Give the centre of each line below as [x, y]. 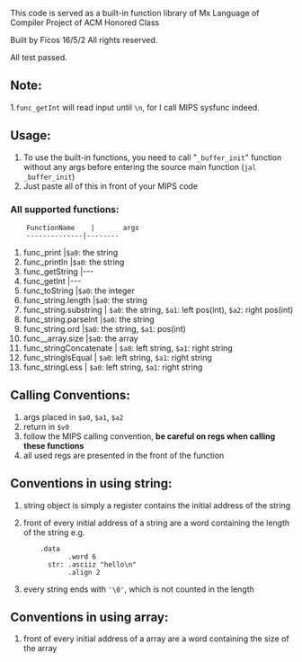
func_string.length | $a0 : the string [85, 300]
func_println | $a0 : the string [74, 262]
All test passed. [39, 57]
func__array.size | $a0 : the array [80, 338]
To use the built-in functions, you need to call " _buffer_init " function [152, 157]
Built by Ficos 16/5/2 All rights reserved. [84, 40]
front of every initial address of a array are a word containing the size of [156, 639]
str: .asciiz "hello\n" [92, 564]
